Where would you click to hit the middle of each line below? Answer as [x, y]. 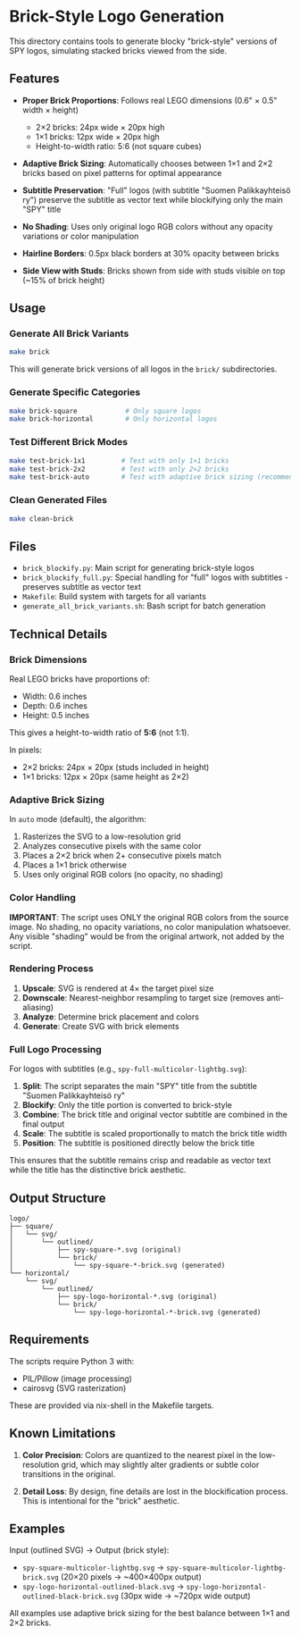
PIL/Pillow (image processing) [77, 1379]
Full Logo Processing [56, 1049]
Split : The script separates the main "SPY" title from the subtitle [139, 1086]
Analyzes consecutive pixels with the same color [112, 846]
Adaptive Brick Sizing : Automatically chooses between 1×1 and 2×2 [147, 163]
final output [43, 1124]
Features [34, 79]
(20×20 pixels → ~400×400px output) [132, 1577]
